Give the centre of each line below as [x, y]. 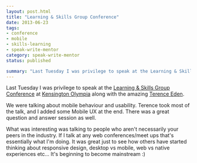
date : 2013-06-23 [27, 22]
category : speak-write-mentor [43, 55]
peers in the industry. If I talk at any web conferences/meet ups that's [90, 135]
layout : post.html [28, 11]
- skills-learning [28, 45]
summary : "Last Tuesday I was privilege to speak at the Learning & [91, 71]
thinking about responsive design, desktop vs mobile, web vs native [88, 148]
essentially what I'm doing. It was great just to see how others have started [96, 142]
